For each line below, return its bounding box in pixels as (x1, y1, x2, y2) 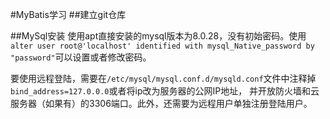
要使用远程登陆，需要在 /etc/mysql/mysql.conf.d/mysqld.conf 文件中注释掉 (10, 73, 317, 84)
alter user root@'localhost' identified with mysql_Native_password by (10, 41, 315, 51)
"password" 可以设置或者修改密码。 (10, 51, 152, 63)
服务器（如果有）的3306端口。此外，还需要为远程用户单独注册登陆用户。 (10, 98, 313, 109)
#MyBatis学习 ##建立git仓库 (10, 9, 127, 20)
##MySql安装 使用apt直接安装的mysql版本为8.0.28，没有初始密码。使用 (10, 30, 307, 42)
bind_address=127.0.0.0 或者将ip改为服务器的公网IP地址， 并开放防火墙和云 (10, 85, 320, 97)
